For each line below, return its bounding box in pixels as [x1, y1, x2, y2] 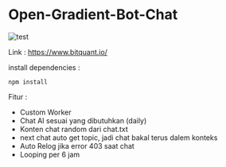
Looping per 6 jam [19, 150, 80, 159]
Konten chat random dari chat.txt [19, 124, 129, 134]
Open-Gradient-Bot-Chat [8, 6, 178, 24]
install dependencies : [8, 62, 80, 72]
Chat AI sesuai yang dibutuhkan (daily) [19, 115, 147, 125]
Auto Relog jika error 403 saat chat [19, 141, 135, 150]
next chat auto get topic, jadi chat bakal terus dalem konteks [19, 133, 218, 142]
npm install [8, 78, 48, 86]
